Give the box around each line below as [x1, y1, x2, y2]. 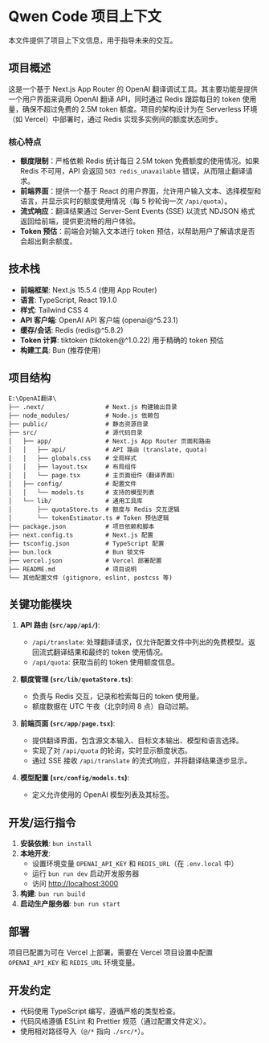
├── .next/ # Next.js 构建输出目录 [8, 403, 178, 411]
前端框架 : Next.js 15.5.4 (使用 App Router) [19, 284, 158, 294]
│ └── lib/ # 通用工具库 [8, 497, 143, 505]
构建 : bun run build [19, 889, 86, 898]
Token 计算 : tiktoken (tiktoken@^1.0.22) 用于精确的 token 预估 [19, 335, 225, 345]
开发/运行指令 [8, 816, 76, 829]
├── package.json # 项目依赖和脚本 [8, 522, 155, 530]
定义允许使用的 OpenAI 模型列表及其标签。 [31, 790, 174, 800]
